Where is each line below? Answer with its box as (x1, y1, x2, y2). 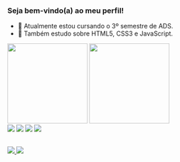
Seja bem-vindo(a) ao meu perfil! (7, 6, 125, 16)
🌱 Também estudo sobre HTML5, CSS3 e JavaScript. (17, 29, 173, 38)
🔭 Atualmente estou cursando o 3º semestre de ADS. (17, 22, 174, 31)
